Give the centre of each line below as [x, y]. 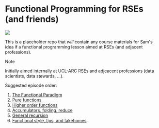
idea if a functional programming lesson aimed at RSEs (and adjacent [74, 47]
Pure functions [27, 100]
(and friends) [32, 19]
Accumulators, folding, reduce [42, 110]
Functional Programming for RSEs [74, 9]
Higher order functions [35, 105]
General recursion [30, 115]
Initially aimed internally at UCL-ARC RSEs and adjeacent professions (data [79, 71]
